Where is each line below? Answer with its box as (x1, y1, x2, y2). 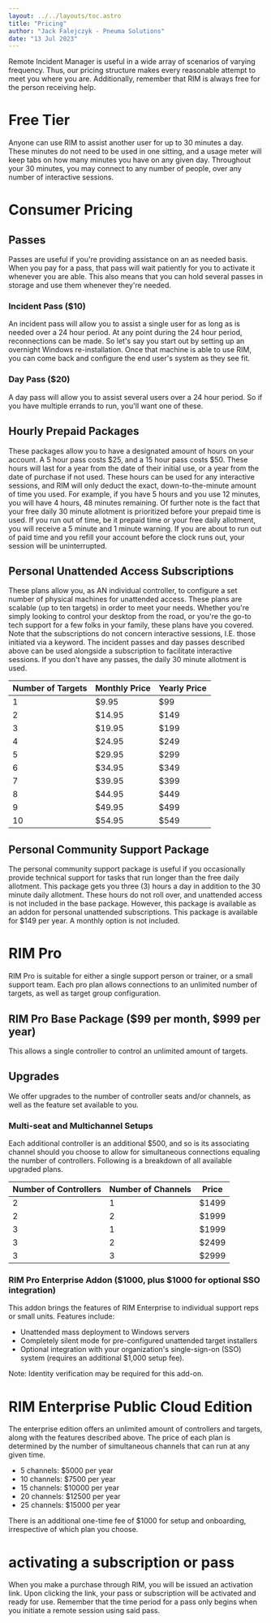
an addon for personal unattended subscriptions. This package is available (8, 907, 258, 917)
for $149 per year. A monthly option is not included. (8, 916, 180, 926)
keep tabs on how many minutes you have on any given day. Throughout (8, 155, 252, 165)
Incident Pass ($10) (8, 301, 87, 312)
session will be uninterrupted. (8, 540, 108, 550)
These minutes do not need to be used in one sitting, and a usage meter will (8, 147, 262, 157)
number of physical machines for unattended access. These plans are (8, 594, 243, 605)
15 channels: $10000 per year (19, 1483, 120, 1493)
